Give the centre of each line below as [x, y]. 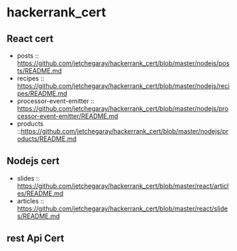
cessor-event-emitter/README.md [67, 116]
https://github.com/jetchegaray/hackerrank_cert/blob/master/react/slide [122, 208]
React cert [30, 39]
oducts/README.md [47, 139]
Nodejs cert [33, 161]
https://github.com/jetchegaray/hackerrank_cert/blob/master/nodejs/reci [123, 86]
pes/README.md [42, 94]
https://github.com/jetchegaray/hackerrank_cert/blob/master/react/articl [123, 186]
